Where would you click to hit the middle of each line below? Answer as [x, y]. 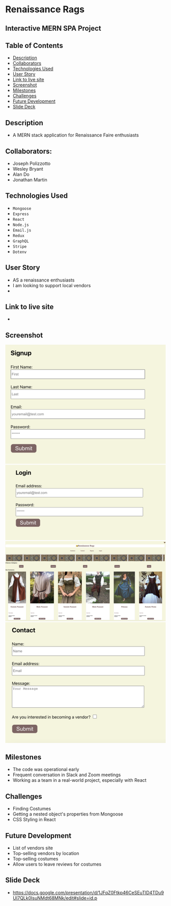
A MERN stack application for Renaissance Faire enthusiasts [76, 135]
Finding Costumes [32, 809]
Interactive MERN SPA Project [53, 28]
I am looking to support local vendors [52, 285]
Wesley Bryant [28, 169]
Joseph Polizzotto [32, 164]
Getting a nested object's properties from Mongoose [68, 814]
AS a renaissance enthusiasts [44, 280]
